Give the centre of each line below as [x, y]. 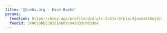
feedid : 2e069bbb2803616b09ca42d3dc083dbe [54, 23]
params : [13, 14]
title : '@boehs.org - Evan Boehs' [41, 9]
